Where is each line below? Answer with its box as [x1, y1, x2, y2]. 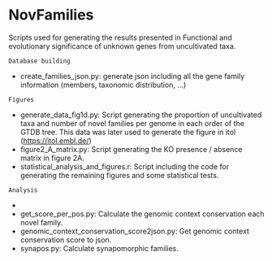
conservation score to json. [19, 234, 112, 245]
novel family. [19, 217, 63, 227]
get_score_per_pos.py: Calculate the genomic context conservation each [19, 209, 266, 219]
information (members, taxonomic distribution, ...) [19, 80, 187, 89]
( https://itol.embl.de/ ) [19, 136, 92, 146]
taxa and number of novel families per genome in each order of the [19, 118, 245, 128]
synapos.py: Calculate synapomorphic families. [19, 243, 179, 253]
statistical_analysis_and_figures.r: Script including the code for [19, 161, 230, 172]
